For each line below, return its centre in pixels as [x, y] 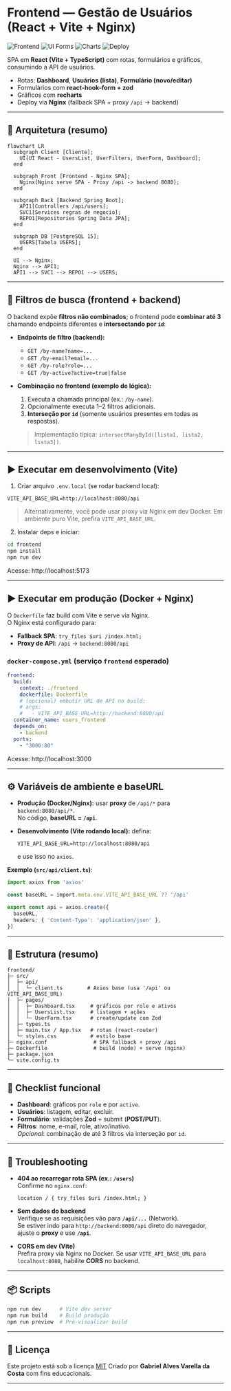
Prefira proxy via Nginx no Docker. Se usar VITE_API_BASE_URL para [111, 1253]
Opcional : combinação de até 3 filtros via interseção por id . [102, 1134]
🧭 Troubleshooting [47, 1162]
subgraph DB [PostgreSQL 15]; [56, 236]
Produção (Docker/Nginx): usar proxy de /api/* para [93, 803]
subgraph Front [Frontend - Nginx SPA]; [72, 176]
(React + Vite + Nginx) [71, 27]
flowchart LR [26, 146]
